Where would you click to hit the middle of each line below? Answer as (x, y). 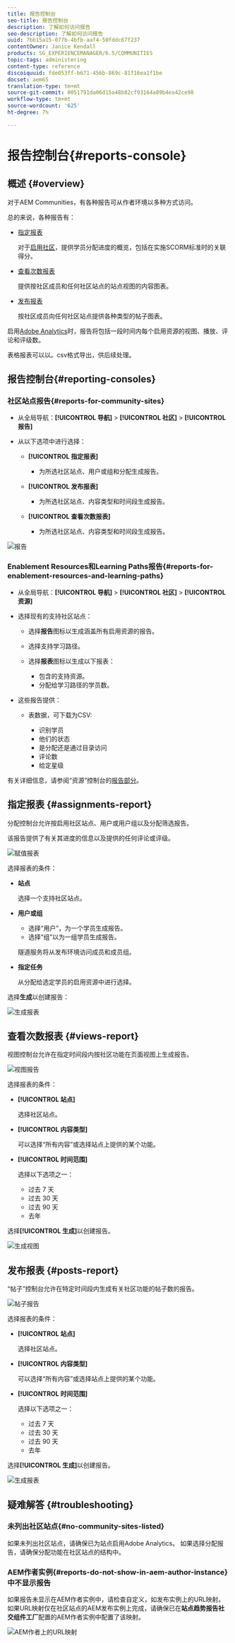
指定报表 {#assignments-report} (80, 805)
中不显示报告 (29, 1582)
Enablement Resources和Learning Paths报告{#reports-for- (110, 567)
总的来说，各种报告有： (41, 217)
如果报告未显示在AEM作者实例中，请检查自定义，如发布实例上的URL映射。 (116, 1599)
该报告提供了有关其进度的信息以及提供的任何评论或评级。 (91, 838)
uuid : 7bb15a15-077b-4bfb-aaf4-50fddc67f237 (74, 40)
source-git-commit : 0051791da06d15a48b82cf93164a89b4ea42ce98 (101, 92)
